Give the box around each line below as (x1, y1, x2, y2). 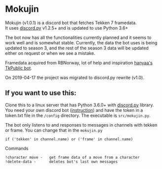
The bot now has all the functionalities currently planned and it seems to (5, 34, 152, 40)
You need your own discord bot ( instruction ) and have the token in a (5, 107, 143, 113)
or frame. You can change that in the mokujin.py (5, 127, 103, 133)
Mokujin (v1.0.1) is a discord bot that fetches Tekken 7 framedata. (5, 20, 137, 26)
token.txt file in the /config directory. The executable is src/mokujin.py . (5, 112, 151, 118)
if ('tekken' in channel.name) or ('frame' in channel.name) (5, 136, 133, 141)
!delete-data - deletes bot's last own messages (5, 159, 118, 164)
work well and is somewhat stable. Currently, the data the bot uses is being (5, 39, 158, 45)
